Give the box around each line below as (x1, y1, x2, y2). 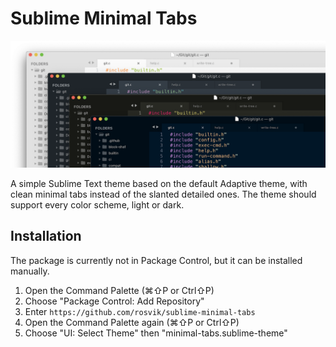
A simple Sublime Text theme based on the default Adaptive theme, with (10, 177, 308, 189)
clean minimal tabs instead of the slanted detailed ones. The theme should (10, 188, 317, 200)
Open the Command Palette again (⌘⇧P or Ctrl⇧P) (24, 316, 240, 328)
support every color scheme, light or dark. (10, 198, 185, 211)
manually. (10, 265, 50, 277)
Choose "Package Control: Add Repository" (24, 295, 205, 307)
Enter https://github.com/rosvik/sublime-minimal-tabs (24, 305, 256, 317)
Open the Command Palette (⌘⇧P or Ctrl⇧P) (24, 284, 215, 296)
